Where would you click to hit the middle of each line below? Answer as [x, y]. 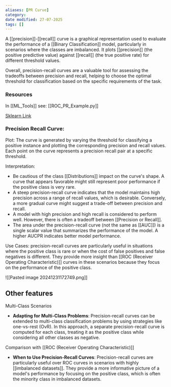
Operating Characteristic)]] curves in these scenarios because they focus [82, 262]
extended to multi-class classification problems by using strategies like [87, 321]
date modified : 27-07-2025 [34, 19]
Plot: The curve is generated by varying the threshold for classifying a [79, 140]
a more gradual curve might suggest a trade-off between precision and [87, 203]
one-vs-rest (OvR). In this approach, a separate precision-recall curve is [89, 326]
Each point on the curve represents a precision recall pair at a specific [79, 151]
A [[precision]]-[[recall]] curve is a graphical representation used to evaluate [86, 39]
